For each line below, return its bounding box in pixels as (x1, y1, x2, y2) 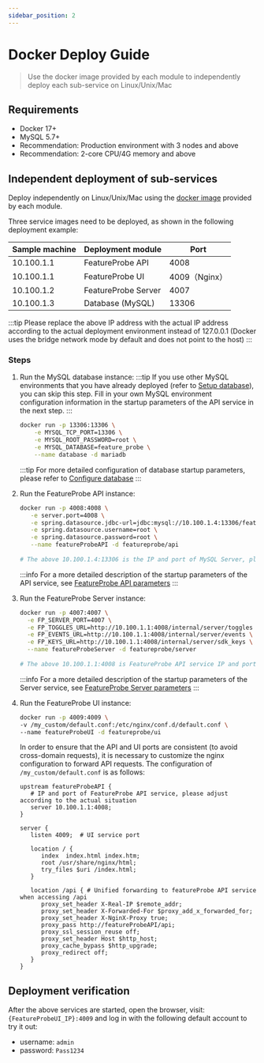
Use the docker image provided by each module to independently (27, 72, 241, 81)
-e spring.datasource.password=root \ (30, 533, 158, 541)
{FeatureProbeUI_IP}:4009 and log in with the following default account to (8, 1013, 247, 1023)
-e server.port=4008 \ (30, 511, 105, 519)
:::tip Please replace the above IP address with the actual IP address (8, 318, 229, 328)
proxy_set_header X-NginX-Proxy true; (40, 914, 169, 922)
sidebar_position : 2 (8, 11, 76, 20)
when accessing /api (19, 894, 87, 902)
